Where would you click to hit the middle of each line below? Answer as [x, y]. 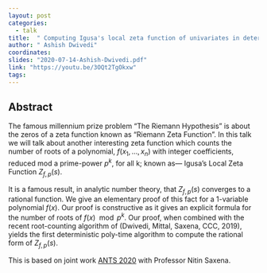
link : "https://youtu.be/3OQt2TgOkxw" [72, 68]
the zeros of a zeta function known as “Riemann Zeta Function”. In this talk [130, 135]
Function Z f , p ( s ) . [35, 172]
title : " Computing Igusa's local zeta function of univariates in [124, 38]
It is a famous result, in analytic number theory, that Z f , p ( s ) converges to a [130, 190]
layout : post [30, 16]
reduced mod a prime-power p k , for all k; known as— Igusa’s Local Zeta [126, 162]
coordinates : [30, 53]
